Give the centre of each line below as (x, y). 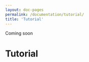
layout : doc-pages (24, 10)
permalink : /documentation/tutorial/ (45, 14)
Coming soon (19, 33)
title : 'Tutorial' (24, 19)
